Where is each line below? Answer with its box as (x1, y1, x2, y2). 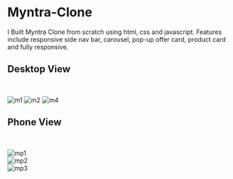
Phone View (7, 116, 62, 128)
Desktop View (7, 63, 71, 75)
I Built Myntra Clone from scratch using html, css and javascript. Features (7, 28, 222, 36)
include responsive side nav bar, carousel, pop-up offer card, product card (7, 35, 226, 43)
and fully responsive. (7, 42, 69, 51)
